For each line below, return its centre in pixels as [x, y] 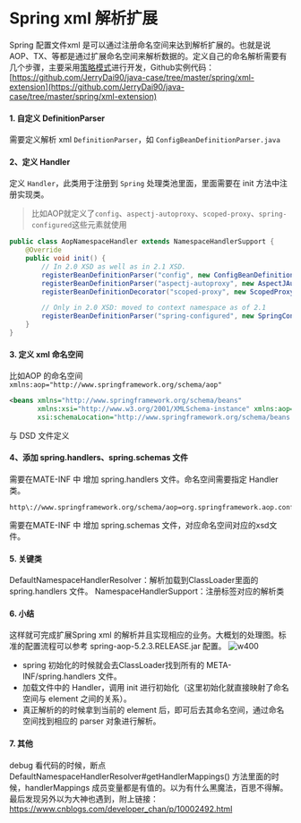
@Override [44, 250]
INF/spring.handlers [59, 676]
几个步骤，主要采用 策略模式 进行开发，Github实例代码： [112, 67]
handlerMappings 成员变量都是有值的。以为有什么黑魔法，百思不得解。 [156, 787]
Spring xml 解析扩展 [84, 18]
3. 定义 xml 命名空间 [46, 354]
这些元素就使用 [99, 225]
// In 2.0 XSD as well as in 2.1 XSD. [114, 266]
